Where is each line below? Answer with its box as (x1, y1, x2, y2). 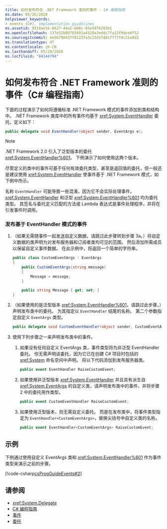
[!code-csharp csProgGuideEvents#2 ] (5, 470, 82, 477)
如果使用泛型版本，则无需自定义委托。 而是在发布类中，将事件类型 (19, 409, 157, 415)
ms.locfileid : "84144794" (5, 53, 59, 59)
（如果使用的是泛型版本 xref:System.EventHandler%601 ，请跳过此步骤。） (12, 302, 162, 308)
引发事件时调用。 (5, 207, 40, 213)
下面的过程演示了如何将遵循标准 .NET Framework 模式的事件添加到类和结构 (5, 107, 160, 113)
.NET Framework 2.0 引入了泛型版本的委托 (5, 148, 92, 155)
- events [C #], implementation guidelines (5, 21, 94, 26)
